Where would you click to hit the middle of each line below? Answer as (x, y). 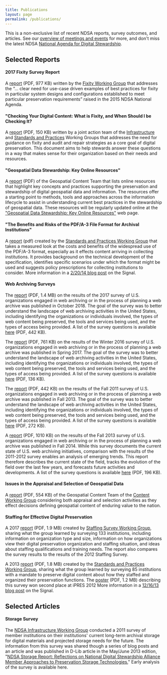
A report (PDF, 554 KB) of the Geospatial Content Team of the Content (77, 495)
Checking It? (19, 121)
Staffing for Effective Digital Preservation (49, 517)
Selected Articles (33, 606)
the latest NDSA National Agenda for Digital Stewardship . (64, 44)
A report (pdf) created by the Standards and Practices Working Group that (81, 241)
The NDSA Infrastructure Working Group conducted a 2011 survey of (76, 630)
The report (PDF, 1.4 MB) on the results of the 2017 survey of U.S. (73, 295)
